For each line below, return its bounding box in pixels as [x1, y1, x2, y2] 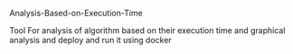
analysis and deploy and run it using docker [9, 35, 172, 45]
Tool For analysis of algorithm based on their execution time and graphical [9, 25, 286, 35]
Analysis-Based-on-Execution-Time [9, 8, 143, 18]
